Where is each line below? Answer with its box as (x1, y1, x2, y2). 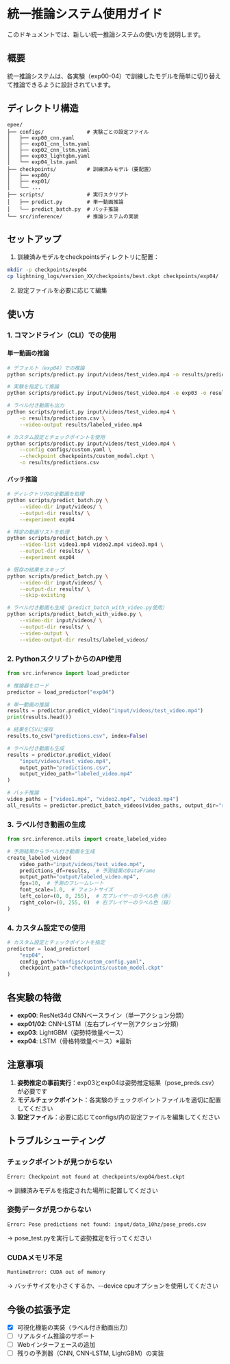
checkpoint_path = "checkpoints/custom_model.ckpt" (19, 964, 164, 972)
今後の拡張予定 (7, 1304, 71, 1315)
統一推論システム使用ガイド (7, 6, 163, 22)
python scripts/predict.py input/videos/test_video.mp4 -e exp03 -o (7, 389, 207, 397)
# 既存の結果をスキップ (7, 566, 65, 573)
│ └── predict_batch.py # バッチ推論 (7, 205, 118, 213)
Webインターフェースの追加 (16, 1341, 96, 1349)
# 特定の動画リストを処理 (7, 528, 70, 536)
